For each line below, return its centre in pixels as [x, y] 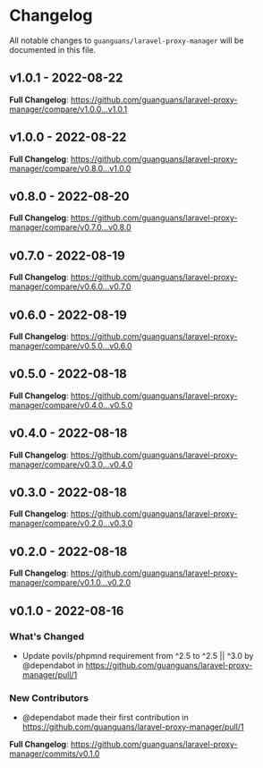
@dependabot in [53, 665]
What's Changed [47, 636]
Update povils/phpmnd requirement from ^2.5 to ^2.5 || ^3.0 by [138, 655]
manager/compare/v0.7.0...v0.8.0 [70, 227]
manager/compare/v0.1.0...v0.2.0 [70, 583]
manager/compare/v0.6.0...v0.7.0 [70, 286]
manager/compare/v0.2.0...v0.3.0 [71, 524]
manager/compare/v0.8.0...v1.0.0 [70, 168]
